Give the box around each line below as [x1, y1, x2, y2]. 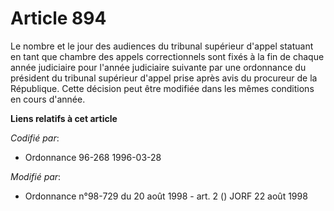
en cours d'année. [10, 93, 86, 105]
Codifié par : [10, 132, 60, 144]
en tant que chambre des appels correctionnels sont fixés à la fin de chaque [10, 50, 325, 62]
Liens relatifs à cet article [10, 112, 118, 124]
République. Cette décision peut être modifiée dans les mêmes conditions [10, 82, 315, 94]
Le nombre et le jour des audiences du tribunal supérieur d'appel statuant [10, 40, 314, 52]
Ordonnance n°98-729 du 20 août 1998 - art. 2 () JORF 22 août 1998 [24, 190, 308, 202]
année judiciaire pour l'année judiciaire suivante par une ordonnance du [10, 61, 307, 73]
